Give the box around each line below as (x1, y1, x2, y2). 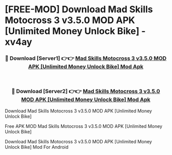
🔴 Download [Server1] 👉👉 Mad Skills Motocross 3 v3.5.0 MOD (5, 55, 167, 62)
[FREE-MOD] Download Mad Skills (5, 4, 154, 15)
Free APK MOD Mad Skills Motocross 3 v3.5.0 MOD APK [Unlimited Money (5, 123, 163, 129)
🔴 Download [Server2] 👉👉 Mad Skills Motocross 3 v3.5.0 (11, 88, 160, 95)
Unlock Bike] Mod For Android (5, 144, 69, 150)
